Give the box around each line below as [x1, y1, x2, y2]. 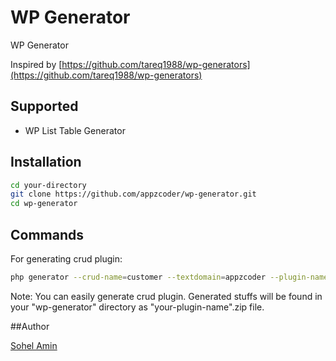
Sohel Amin [10, 339, 58, 351]
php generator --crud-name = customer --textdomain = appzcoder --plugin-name [10, 272, 329, 282]
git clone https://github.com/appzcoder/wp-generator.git [10, 189, 257, 200]
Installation [10, 154, 82, 171]
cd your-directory [10, 180, 87, 190]
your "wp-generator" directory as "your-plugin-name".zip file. [10, 301, 265, 313]
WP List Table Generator [24, 124, 126, 136]
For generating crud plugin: [10, 253, 123, 265]
